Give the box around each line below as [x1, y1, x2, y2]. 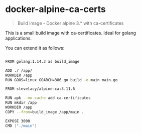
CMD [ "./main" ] [5, 123, 37, 128]
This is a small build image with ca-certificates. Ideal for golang [5, 30, 136, 36]
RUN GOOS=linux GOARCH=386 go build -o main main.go [5, 77, 118, 82]
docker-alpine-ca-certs [5, 4, 106, 15]
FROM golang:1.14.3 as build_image [5, 59, 80, 64]
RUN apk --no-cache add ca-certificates [5, 95, 91, 101]
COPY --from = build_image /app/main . [5, 109, 84, 114]
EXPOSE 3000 [5, 118, 30, 123]
